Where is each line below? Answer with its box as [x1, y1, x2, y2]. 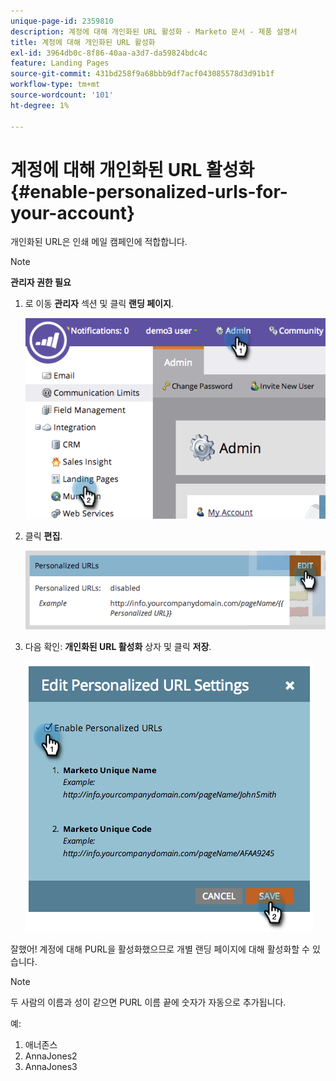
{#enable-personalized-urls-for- [10, 180, 288, 203]
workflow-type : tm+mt [10, 80, 101, 90]
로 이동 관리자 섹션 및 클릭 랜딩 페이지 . [24, 298, 174, 310]
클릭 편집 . [24, 530, 63, 542]
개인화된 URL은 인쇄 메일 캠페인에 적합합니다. [10, 236, 188, 248]
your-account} [10, 201, 136, 224]
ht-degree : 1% [10, 100, 70, 110]
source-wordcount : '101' [10, 90, 114, 100]
